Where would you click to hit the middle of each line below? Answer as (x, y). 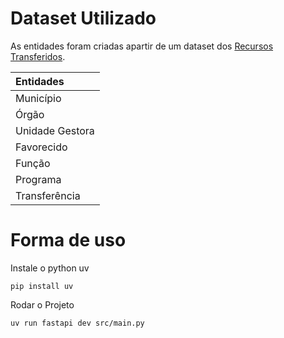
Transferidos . (38, 56)
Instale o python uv (50, 268)
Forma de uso (68, 240)
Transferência (48, 195)
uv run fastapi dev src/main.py (77, 323)
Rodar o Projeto (42, 304)
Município (38, 98)
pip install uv (42, 286)
